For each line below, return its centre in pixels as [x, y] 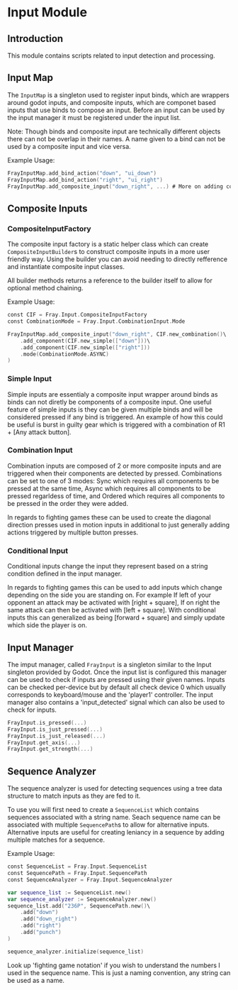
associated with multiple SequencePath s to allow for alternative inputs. [108, 825]
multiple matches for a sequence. [56, 840]
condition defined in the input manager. [65, 574]
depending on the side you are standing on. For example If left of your [109, 595]
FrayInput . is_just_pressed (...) [55, 729]
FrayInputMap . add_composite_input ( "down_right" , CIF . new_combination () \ [117, 334]
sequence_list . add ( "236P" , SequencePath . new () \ [79, 906]
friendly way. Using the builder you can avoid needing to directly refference [118, 259]
